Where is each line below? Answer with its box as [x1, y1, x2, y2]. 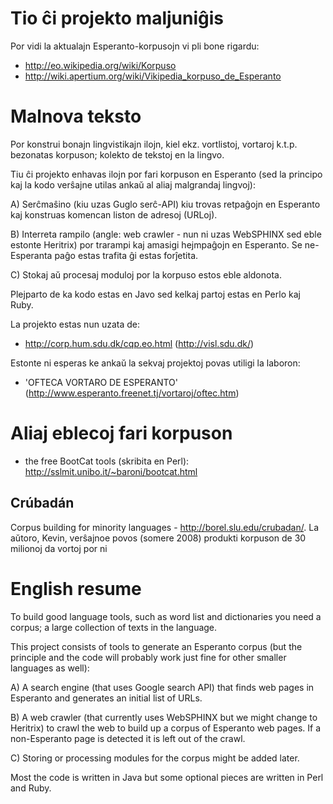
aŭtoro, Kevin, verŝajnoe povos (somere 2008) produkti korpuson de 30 [10, 532, 307, 544]
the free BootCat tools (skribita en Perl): [24, 455, 190, 467]
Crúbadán [10, 495, 75, 512]
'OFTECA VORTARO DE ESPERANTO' [24, 376, 178, 388]
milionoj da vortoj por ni [10, 542, 108, 554]
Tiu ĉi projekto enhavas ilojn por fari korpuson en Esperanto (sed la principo [10, 168, 323, 180]
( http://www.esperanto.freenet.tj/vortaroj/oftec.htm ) [24, 387, 240, 399]
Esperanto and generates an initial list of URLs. [10, 692, 203, 704]
